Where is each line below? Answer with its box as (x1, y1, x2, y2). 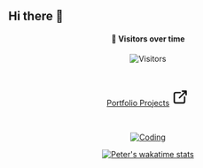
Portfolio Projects (106, 97, 170, 108)
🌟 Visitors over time (111, 33, 185, 44)
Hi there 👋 (8, 9, 64, 24)
